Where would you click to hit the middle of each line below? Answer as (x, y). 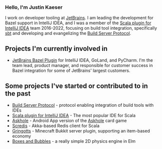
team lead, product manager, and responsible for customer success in (82, 66)
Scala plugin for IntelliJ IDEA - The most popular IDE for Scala (74, 115)
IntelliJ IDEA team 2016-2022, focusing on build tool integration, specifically (81, 28)
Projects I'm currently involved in (56, 48)
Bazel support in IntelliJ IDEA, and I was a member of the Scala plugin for (78, 23)
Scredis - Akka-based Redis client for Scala (56, 126)
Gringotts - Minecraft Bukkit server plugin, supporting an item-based (81, 131)
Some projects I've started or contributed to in (77, 86)
